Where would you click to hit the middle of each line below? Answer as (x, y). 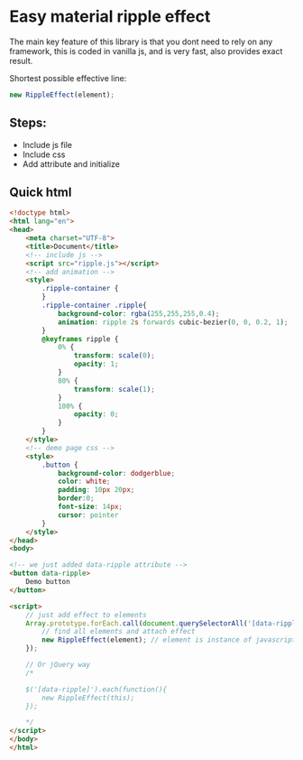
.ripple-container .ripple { (94, 306)
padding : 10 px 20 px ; (96, 490)
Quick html (41, 193)
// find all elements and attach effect (119, 632)
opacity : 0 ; (96, 414)
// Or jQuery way (58, 665)
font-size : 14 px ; (90, 507)
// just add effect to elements (86, 615)
